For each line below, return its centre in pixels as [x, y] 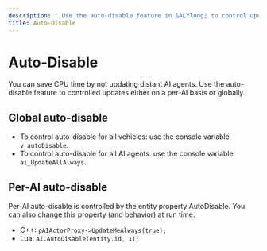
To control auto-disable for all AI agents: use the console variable [126, 154]
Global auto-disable [58, 117]
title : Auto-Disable [43, 23]
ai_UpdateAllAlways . [53, 162]
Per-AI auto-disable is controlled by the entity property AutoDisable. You [127, 207]
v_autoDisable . [44, 145]
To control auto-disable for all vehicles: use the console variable [125, 137]
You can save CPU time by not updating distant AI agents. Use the [116, 84]
